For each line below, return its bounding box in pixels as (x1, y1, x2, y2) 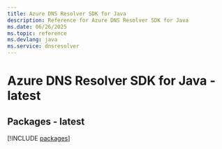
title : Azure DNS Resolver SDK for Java (7, 10, 127, 17)
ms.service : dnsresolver (7, 43, 80, 50)
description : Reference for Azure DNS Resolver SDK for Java (7, 17, 189, 24)
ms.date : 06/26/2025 (7, 23, 68, 30)
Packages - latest (7, 115, 85, 127)
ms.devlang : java (7, 36, 58, 43)
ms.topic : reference (7, 29, 68, 37)
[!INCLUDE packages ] (7, 134, 71, 142)
